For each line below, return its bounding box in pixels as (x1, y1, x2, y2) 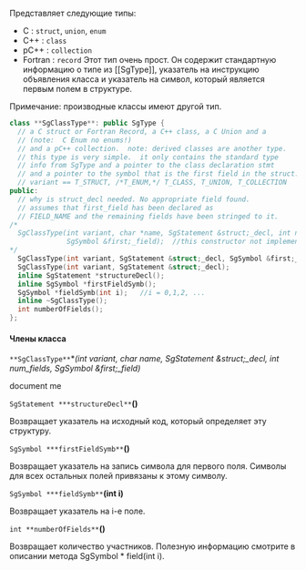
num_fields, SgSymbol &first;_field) (9, 363, 141, 374)
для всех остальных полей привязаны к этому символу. (9, 471, 228, 482)
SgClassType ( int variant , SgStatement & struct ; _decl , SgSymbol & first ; (17, 254, 296, 263)
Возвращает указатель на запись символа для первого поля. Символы (9, 461, 287, 472)
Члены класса (9, 332, 66, 344)
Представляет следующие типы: (9, 8, 137, 18)
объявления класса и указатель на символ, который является (22, 74, 266, 85)
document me (9, 381, 62, 392)
